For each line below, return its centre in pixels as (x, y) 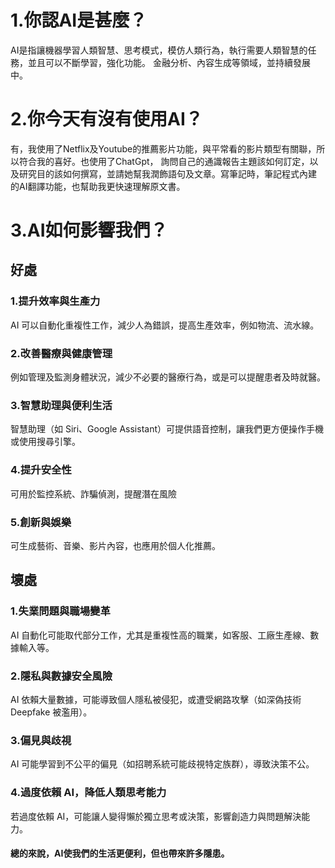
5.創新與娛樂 (41, 522)
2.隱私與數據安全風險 (61, 676)
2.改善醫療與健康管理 (61, 353)
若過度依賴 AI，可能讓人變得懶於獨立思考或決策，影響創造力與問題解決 (156, 816)
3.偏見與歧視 (41, 740)
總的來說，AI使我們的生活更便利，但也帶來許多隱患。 (120, 853)
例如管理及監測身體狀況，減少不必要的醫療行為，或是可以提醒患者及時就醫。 (168, 377)
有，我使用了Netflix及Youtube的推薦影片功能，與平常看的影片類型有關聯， (163, 148)
